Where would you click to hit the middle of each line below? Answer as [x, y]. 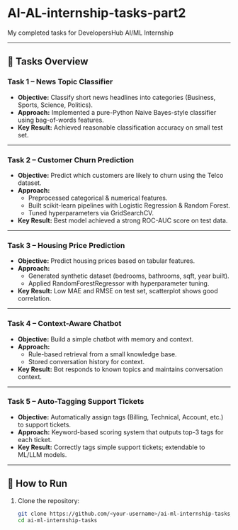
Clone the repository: [49, 500]
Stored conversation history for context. [86, 361]
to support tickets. [44, 424]
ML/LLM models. [42, 454]
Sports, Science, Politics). [55, 105]
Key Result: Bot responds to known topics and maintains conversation [120, 369]
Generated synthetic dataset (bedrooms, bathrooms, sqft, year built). [129, 276]
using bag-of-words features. [61, 120]
